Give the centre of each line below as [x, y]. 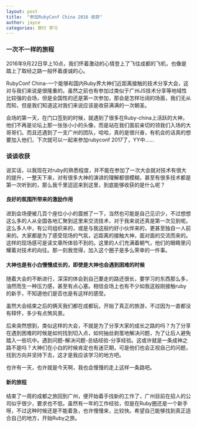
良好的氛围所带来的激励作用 [40, 199]
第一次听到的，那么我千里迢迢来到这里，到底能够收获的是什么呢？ [86, 185]
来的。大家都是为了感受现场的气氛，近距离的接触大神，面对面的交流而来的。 [98, 236]
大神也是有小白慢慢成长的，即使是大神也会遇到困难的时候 [75, 265]
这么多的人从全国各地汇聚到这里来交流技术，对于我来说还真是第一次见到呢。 [98, 221]
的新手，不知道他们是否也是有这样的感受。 [57, 293]
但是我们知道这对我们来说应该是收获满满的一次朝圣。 [86, 105]
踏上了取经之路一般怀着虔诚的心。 [47, 70]
